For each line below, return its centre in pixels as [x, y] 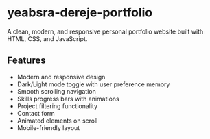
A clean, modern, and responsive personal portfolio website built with [105, 31]
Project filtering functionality [57, 106]
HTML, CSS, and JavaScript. [47, 38]
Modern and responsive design [61, 77]
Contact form [36, 113]
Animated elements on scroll [57, 121]
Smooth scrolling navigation [56, 91]
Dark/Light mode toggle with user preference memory [93, 84]
